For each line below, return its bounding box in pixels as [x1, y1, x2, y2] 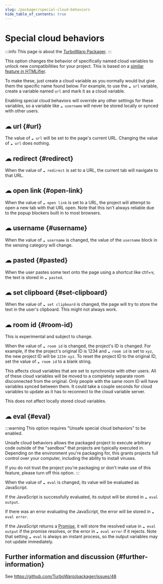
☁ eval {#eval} [5, 412, 51, 420]
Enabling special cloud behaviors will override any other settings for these [5, 98, 153, 104]
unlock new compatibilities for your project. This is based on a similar [5, 63, 144, 69]
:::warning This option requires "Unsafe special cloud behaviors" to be [5, 425, 146, 431]
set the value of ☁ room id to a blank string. [5, 358, 92, 364]
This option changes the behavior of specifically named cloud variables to [5, 58, 154, 64]
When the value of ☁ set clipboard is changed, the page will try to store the [5, 301, 158, 307]
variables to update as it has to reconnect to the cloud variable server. [5, 389, 145, 395]
